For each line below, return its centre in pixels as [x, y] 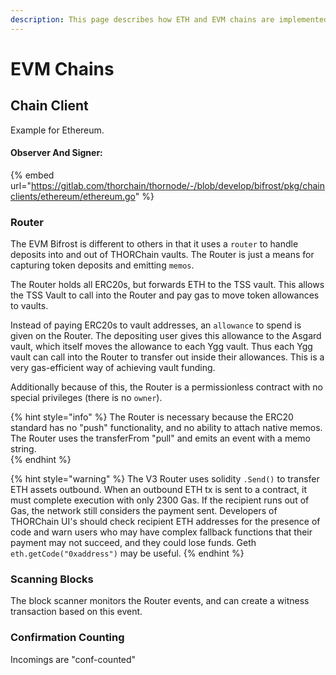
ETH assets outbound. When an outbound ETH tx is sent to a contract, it [158, 490]
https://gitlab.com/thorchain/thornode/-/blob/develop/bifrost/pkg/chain [177, 185]
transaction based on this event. [76, 612]
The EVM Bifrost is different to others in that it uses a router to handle [154, 244]
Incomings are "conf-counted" [73, 659]
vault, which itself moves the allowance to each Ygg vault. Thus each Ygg [161, 347]
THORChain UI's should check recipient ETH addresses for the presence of [165, 522]
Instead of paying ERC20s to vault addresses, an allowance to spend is [156, 325]
